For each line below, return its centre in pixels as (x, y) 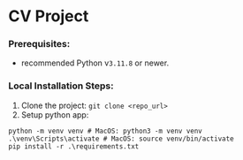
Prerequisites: (39, 44)
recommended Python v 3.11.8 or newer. (95, 63)
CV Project (49, 16)
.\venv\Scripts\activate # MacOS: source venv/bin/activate (121, 139)
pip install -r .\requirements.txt (74, 146)
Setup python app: (55, 114)
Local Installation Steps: (61, 86)
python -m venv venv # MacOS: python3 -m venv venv (105, 131)
